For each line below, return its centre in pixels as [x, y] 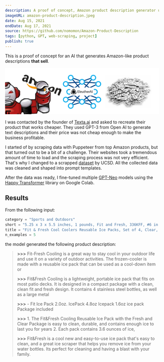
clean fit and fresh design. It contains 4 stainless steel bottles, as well [87, 290]
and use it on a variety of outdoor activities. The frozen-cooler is [82, 259]
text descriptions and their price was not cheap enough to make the [73, 132]
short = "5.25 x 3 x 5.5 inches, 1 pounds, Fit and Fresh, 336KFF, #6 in [82, 225]
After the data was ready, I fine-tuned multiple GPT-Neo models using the [79, 177]
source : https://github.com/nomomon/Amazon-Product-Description [72, 31]
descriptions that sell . [27, 61]
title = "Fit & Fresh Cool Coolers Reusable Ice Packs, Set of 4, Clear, [82, 230]
